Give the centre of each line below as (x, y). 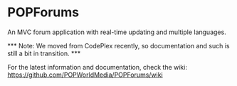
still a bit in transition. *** (44, 53)
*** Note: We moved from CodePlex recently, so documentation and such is (118, 45)
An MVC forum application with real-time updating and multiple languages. (117, 32)
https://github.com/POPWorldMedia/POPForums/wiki (85, 75)
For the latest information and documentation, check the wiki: (97, 67)
